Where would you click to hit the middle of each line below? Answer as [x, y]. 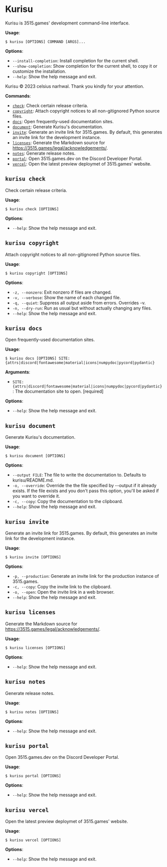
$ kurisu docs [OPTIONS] [31, 358]
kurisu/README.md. [33, 480]
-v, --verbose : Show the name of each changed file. [67, 297]
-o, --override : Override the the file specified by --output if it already [84, 486]
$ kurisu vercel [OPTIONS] [33, 840]
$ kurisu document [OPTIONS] [35, 456]
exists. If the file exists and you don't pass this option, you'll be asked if [85, 491]
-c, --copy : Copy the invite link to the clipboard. [62, 587]
